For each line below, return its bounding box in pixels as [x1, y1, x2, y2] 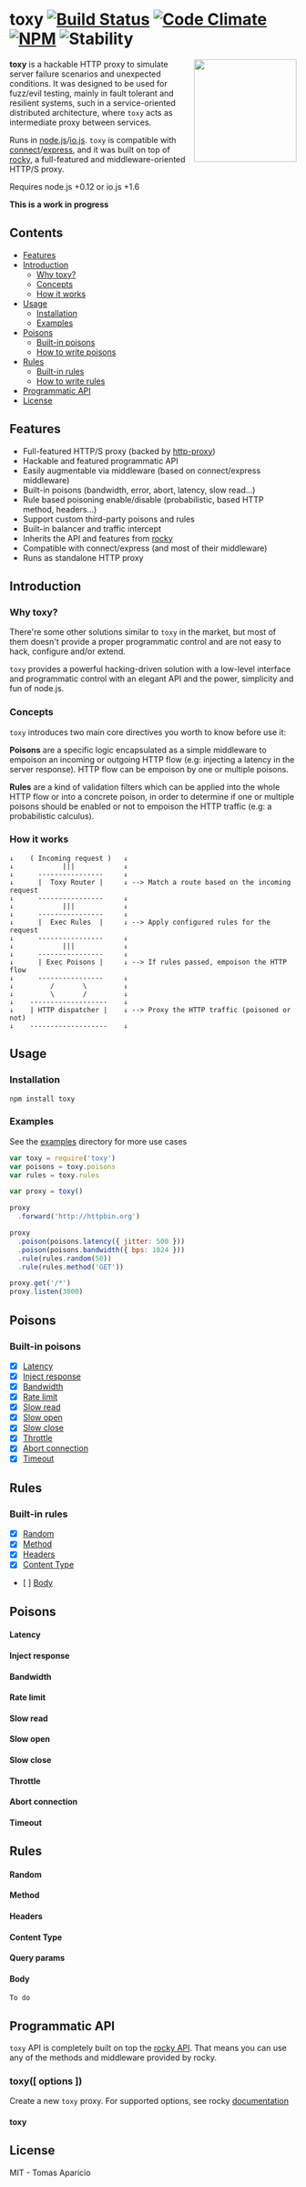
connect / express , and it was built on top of [9, 144, 170, 155]
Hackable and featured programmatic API [22, 455, 179, 466]
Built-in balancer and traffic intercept [22, 523, 162, 534]
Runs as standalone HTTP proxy [22, 552, 144, 563]
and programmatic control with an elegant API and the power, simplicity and [9, 673, 294, 684]
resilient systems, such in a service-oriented [9, 97, 176, 109]
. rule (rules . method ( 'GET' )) [17, 1262, 125, 1271]
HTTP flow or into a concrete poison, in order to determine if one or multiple [9, 791, 294, 802]
